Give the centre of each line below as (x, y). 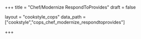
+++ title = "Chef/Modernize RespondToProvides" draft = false (70, 7)
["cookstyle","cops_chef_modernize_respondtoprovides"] (65, 22)
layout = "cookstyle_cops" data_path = (45, 17)
